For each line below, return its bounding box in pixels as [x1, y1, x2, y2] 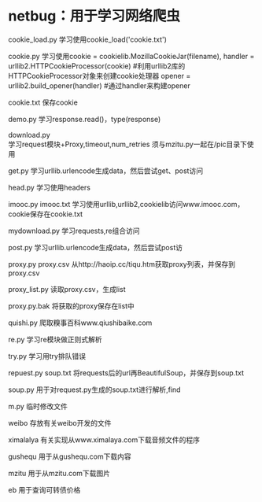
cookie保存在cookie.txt [8, 209, 83, 219]
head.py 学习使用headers [8, 183, 90, 192]
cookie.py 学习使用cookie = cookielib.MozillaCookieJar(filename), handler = [8, 51, 255, 61]
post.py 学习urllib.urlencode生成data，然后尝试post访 [8, 242, 183, 252]
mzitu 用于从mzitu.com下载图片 [8, 468, 111, 478]
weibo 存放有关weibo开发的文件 [8, 418, 112, 427]
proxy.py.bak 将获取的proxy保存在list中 [8, 301, 135, 311]
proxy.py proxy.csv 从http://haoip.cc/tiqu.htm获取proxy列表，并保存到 [8, 259, 236, 268]
